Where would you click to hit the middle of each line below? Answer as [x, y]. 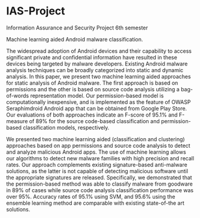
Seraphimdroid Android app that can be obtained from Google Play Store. [97, 108]
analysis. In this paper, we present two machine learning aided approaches [99, 76]
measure [17, 121]
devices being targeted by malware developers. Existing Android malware [97, 64]
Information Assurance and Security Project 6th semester [77, 28]
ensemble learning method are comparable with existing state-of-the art [95, 203]
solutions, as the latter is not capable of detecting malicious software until [97, 171]
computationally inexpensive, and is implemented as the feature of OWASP [99, 102]
